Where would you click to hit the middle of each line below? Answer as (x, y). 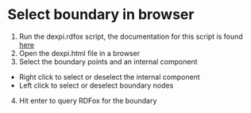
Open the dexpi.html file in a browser (79, 53)
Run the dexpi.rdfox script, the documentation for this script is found (131, 36)
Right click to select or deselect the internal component (109, 77)
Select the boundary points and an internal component (108, 62)
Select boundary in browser (101, 15)
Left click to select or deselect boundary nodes (96, 85)
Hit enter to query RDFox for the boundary (88, 100)
